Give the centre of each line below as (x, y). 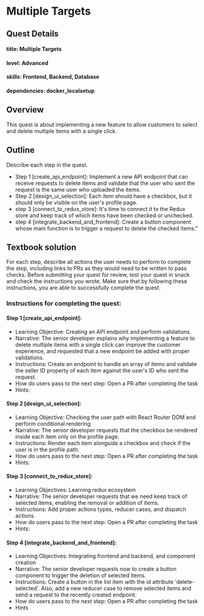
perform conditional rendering (53, 423)
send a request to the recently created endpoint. (76, 595)
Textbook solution (41, 247)
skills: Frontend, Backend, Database (53, 77)
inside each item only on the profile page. (67, 437)
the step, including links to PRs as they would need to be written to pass (97, 268)
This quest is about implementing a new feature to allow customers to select (102, 124)
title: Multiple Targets (34, 49)
